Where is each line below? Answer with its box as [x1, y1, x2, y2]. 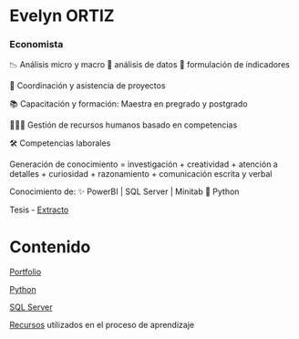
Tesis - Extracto [9, 204, 69, 215]
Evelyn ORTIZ [9, 5, 115, 26]
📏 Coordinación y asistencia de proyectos [9, 80, 166, 91]
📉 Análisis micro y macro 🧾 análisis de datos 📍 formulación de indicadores [9, 59, 290, 70]
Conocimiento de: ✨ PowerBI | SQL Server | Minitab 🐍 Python [9, 186, 240, 197]
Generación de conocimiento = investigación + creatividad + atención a [9, 159, 278, 169]
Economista [9, 38, 64, 51]
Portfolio [9, 266, 42, 278]
